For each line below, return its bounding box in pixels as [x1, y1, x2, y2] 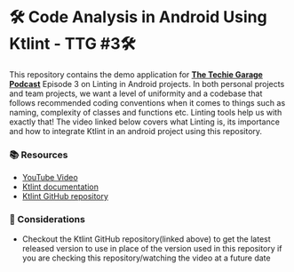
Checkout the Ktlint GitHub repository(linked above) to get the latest [21, 233, 271, 244]
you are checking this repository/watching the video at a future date [21, 252, 271, 263]
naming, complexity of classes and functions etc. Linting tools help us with [9, 107, 282, 117]
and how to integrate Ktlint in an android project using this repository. [9, 125, 263, 136]
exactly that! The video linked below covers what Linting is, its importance [9, 116, 280, 127]
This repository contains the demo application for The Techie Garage [9, 68, 264, 80]
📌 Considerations [9, 213, 86, 226]
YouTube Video [21, 172, 78, 183]
